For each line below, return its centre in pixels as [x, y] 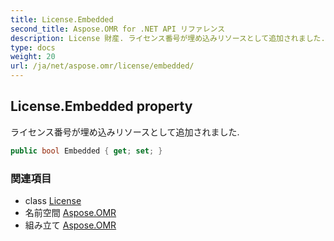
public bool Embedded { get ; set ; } [86, 151]
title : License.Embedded [62, 19]
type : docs [33, 47]
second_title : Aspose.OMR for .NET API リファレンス [118, 29]
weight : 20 [33, 57]
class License [53, 200]
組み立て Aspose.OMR [70, 225]
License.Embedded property [101, 106]
